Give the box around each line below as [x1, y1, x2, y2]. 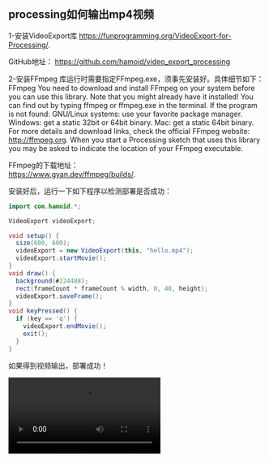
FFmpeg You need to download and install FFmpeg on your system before [8, 83, 255, 93]
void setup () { [8, 231, 60, 240]
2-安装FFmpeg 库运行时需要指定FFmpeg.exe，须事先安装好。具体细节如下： [8, 74, 264, 84]
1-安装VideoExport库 [8, 31, 78, 41]
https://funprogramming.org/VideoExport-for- [79, 31, 232, 41]
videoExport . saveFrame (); [15, 291, 104, 300]
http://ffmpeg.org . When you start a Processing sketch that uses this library [8, 135, 261, 145]
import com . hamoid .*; [8, 202, 82, 210]
